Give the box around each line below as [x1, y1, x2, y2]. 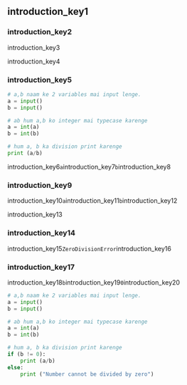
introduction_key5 [7, 75, 73, 85]
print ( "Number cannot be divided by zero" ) [20, 370, 154, 378]
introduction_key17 [7, 262, 75, 272]
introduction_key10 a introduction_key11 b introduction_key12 [7, 196, 178, 205]
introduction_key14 [7, 228, 76, 238]
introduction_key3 [7, 43, 60, 52]
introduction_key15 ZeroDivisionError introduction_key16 [7, 244, 172, 253]
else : [7, 364, 23, 371]
